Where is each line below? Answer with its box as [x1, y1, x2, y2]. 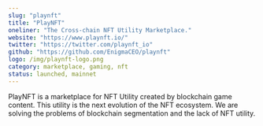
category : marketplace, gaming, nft [8, 63, 128, 71]
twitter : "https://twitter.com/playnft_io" [8, 41, 154, 49]
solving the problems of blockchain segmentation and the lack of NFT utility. [8, 108, 256, 118]
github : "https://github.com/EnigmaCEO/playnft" [8, 48, 171, 56]
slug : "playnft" [8, 11, 61, 20]
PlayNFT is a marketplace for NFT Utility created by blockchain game [8, 91, 232, 101]
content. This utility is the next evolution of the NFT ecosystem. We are [8, 100, 239, 109]
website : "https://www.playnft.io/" [8, 33, 128, 42]
